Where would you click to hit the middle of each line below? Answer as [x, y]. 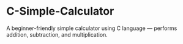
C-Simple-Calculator [60, 11]
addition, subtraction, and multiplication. [57, 34]
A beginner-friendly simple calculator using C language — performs [92, 28]
